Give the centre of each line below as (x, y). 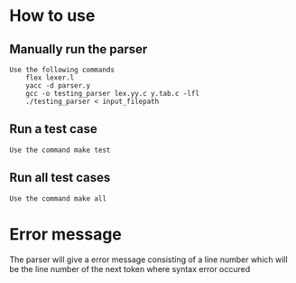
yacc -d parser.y (58, 86)
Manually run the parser (79, 49)
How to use (52, 16)
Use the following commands (62, 70)
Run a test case (53, 129)
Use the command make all (58, 198)
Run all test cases (60, 178)
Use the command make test (60, 150)
